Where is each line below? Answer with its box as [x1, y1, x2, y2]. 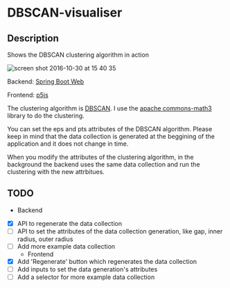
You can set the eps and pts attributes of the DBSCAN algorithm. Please [7, 125, 213, 133]
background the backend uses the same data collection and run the [7, 160, 200, 169]
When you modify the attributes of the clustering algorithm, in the [7, 153, 194, 161]
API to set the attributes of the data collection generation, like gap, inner [17, 227, 223, 236]
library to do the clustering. [7, 112, 85, 119]
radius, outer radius [17, 235, 73, 243]
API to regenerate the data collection [17, 219, 123, 227]
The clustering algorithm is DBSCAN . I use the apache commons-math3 [7, 104, 213, 112]
